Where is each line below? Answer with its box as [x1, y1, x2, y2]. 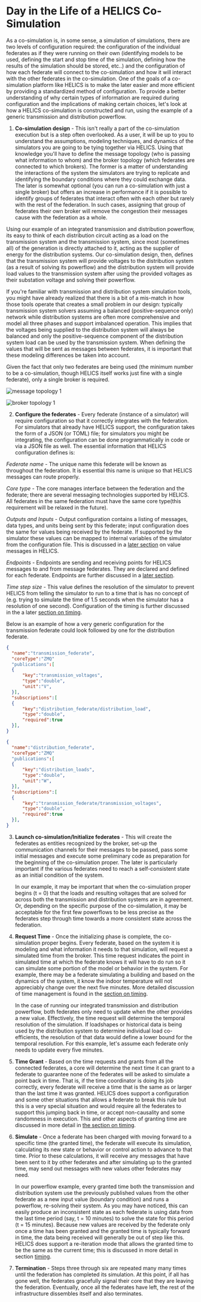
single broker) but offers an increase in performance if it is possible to [14, 188, 187, 195]
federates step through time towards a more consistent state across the [14, 915, 191, 922]
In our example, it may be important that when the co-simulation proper [14, 883, 191, 890]
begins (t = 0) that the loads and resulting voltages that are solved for [14, 889, 187, 897]
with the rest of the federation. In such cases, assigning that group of [14, 201, 185, 208]
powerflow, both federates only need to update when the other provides [14, 1008, 193, 1015]
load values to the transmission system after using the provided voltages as [6, 270, 193, 277]
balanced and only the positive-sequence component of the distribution [6, 332, 184, 340]
